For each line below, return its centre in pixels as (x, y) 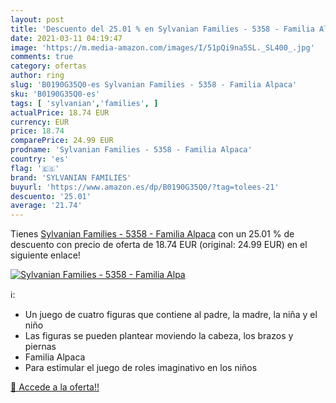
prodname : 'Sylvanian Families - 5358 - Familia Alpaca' (131, 150)
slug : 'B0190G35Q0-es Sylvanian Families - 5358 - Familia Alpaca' (154, 85)
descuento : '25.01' (51, 196)
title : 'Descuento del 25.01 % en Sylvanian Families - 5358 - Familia (162, 29)
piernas (40, 347)
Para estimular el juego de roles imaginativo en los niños (141, 368)
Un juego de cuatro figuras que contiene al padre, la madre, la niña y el (171, 315)
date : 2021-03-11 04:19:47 (66, 38)
